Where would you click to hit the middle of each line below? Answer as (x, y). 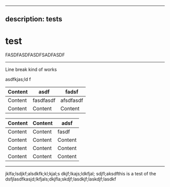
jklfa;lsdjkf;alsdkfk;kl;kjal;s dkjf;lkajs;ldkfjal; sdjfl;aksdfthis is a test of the (81, 174)
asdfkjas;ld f (18, 80)
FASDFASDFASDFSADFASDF (35, 55)
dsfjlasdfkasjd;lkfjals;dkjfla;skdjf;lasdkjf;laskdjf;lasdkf (61, 179)
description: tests (34, 19)
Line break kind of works (31, 69)
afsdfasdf (72, 100)
